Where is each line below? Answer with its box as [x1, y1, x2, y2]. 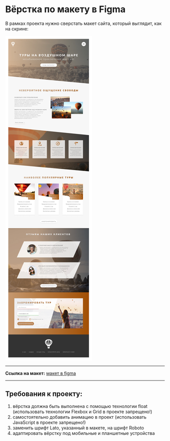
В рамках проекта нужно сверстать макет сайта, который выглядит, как [5, 20, 162, 26]
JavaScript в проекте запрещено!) [12, 419, 86, 425]
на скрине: [5, 25, 29, 31]
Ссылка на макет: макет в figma [5, 370, 76, 376]
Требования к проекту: [5, 390, 82, 398]
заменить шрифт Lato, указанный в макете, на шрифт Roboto [12, 425, 144, 431]
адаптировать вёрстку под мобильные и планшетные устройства [12, 430, 155, 436]
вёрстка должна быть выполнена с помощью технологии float [12, 403, 148, 409]
